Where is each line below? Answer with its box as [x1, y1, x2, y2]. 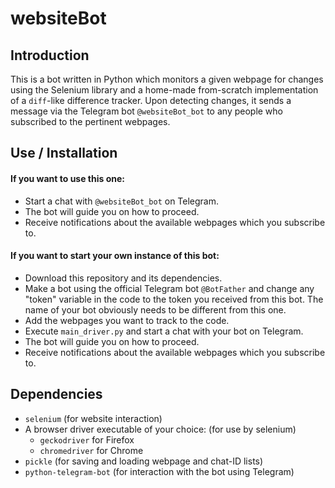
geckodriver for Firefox [39, 433, 135, 446]
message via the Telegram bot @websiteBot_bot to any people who [10, 105, 284, 117]
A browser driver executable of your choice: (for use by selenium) [24, 423, 297, 435]
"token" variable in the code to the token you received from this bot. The [24, 293, 324, 305]
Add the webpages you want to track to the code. [24, 314, 230, 326]
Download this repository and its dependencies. [24, 272, 223, 284]
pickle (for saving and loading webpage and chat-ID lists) [24, 455, 264, 467]
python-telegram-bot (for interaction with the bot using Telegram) [24, 465, 295, 477]
